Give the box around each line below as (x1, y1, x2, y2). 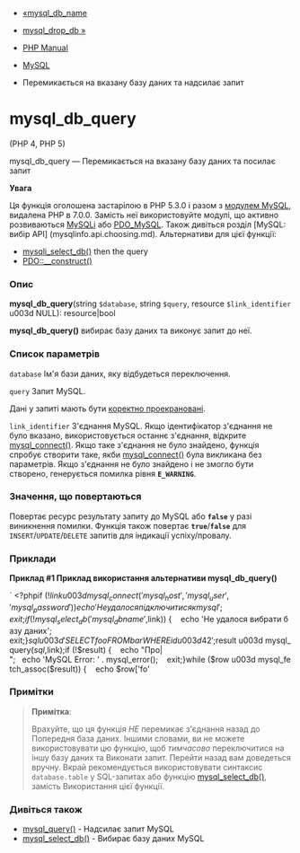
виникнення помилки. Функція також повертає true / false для (9, 520, 247, 531)
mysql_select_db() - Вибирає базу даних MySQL (22, 833, 205, 844)
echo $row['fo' (95, 664, 150, 674)
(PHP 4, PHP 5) (9, 138, 66, 149)
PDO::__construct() (22, 255, 93, 266)
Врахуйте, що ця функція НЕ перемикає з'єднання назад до (31, 723, 260, 734)
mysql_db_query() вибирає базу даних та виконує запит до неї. (9, 325, 252, 336)
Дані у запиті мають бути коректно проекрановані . (9, 403, 207, 414)
